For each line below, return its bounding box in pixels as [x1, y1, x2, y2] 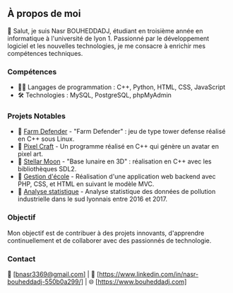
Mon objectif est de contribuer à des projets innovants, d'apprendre [7, 229, 205, 237]
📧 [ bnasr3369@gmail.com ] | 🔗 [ [7, 270, 100, 278]
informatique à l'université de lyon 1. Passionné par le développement [7, 34, 210, 42]
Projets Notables [7, 111, 66, 121]
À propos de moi [7, 8, 81, 20]
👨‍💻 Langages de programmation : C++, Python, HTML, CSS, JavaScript [17, 83, 226, 91]
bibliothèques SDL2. [17, 165, 77, 173]
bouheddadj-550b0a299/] [7, 277, 83, 286]
